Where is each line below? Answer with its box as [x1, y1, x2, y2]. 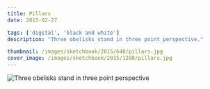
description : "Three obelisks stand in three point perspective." [7, 35, 204, 42]
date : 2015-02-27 [7, 17, 58, 24]
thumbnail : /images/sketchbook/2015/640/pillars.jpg [7, 48, 163, 56]
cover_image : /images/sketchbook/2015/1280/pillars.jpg [7, 55, 172, 62]
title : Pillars [7, 10, 51, 17]
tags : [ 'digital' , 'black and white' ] [7, 29, 120, 36]
